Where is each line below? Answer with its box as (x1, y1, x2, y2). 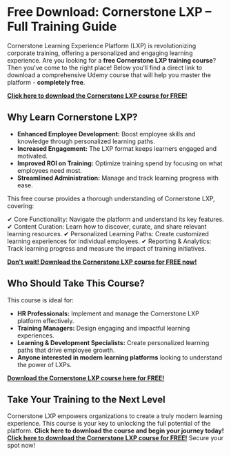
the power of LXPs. (17, 360, 72, 369)
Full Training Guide (7, 19, 117, 34)
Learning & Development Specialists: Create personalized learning (17, 338, 210, 346)
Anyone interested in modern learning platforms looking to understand (17, 353, 223, 362)
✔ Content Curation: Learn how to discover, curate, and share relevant (7, 222, 207, 231)
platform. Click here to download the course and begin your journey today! (7, 426, 224, 435)
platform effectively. (17, 316, 74, 324)
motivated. (17, 152, 48, 160)
